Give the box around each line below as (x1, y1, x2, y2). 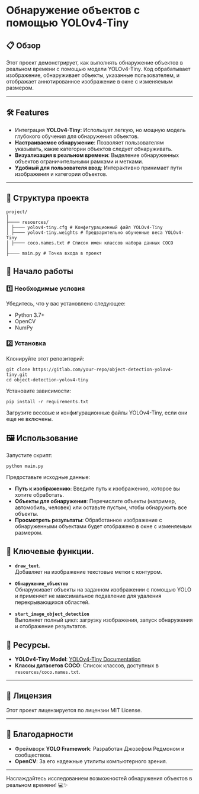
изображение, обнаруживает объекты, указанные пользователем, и (6, 72, 179, 79)
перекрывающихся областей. (14, 599, 90, 606)
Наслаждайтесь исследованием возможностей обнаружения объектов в (6, 774, 192, 782)
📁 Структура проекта (6, 193, 89, 203)
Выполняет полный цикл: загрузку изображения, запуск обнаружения (14, 616, 193, 623)
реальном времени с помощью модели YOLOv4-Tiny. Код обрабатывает (6, 66, 191, 72)
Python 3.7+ (14, 311, 45, 319)
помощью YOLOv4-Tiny (6, 16, 129, 30)
